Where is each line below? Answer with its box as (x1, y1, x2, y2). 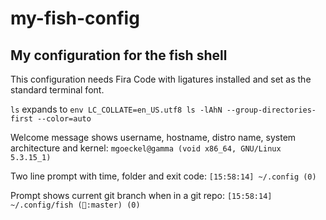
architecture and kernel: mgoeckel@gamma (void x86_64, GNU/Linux (10, 142, 282, 154)
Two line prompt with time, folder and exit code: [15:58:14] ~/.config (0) (10, 170, 317, 182)
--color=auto (36, 114, 92, 124)
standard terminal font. (10, 84, 105, 96)
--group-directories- (226, 105, 317, 115)
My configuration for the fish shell (10, 47, 228, 64)
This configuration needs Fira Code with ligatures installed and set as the (10, 73, 312, 85)
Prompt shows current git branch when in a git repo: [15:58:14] (10, 190, 273, 201)
